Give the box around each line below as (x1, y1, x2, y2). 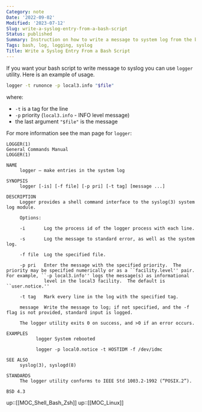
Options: (19, 215, 42, 221)
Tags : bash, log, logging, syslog (6, 43, 93, 49)
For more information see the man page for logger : (6, 129, 132, 137)
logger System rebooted (35, 336, 96, 342)
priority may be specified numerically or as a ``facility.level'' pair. (6, 267, 195, 274)
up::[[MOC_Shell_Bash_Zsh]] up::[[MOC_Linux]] (6, 399, 124, 406)
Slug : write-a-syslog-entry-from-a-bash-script (6, 25, 128, 32)
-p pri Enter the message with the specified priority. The (19, 262, 182, 268)
